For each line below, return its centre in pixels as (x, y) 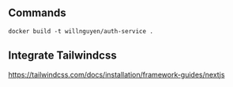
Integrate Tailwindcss (62, 56)
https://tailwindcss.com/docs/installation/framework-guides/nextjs (116, 74)
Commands (38, 13)
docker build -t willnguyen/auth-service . (81, 31)
